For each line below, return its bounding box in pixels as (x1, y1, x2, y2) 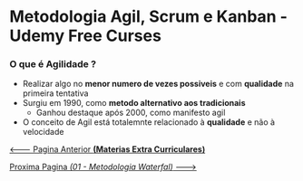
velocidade (22, 127, 64, 138)
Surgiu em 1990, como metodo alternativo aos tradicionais (22, 98, 246, 109)
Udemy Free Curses (9, 25, 161, 46)
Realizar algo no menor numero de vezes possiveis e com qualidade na (22, 79, 295, 90)
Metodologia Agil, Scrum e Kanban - (9, 6, 288, 27)
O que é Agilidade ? (9, 58, 97, 71)
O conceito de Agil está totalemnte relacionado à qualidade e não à (22, 117, 275, 128)
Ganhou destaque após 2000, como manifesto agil (35, 107, 226, 119)
